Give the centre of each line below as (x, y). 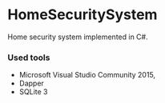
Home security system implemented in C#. (78, 37)
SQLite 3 (33, 92)
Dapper (32, 83)
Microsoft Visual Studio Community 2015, (87, 75)
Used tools (29, 57)
